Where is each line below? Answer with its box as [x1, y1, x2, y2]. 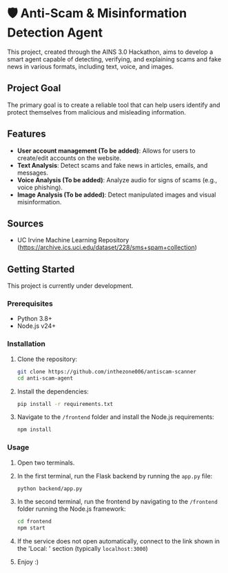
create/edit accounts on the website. [17, 153, 122, 162]
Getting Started [7, 263, 75, 275]
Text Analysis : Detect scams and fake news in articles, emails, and [17, 161, 208, 169]
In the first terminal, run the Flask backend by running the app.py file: [17, 472, 213, 480]
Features [7, 128, 46, 140]
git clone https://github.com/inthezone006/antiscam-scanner [17, 368, 197, 375]
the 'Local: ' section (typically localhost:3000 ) [17, 545, 148, 553]
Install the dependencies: [17, 387, 90, 396]
